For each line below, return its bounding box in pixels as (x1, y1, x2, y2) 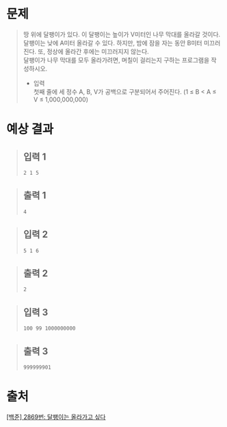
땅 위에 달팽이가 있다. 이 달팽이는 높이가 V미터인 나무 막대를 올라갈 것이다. (23, 30, 221, 38)
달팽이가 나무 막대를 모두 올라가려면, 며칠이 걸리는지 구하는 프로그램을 (23, 56, 210, 64)
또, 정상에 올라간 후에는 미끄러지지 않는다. (38, 47, 150, 56)
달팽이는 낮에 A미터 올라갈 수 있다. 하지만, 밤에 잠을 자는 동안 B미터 (23, 38, 202, 47)
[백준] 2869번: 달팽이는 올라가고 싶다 (6, 413, 106, 421)
